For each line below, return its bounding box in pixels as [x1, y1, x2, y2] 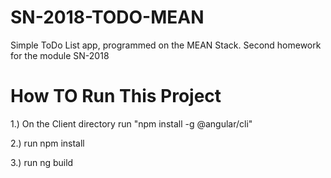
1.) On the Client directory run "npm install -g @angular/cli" [10, 117, 253, 130]
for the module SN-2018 [10, 49, 110, 61]
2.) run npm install [10, 137, 85, 149]
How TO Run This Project [10, 85, 222, 108]
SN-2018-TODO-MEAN [10, 6, 205, 29]
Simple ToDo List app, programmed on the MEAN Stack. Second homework [10, 39, 322, 51]
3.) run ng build [10, 156, 74, 168]
